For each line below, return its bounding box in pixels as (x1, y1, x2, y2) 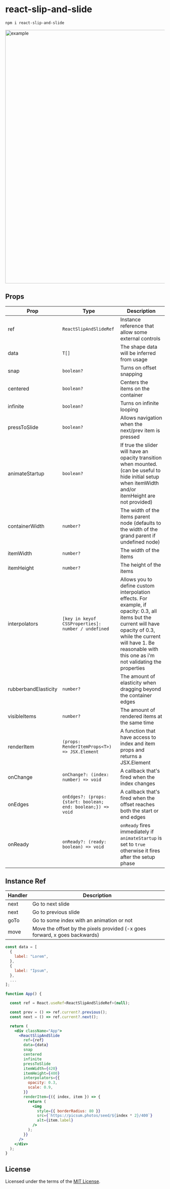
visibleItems (8, 712, 36, 719)
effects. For (120, 595, 148, 602)
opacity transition (120, 454, 162, 461)
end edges (120, 813, 146, 820)
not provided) (120, 498, 153, 506)
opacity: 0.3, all (120, 607, 157, 615)
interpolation (120, 588, 151, 595)
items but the (120, 614, 152, 621)
